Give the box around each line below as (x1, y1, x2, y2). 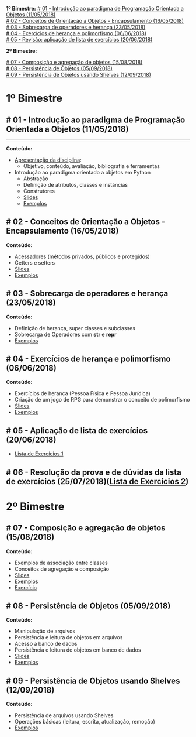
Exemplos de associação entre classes (14, 559, 108, 566)
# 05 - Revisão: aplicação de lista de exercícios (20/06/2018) (6, 36, 153, 43)
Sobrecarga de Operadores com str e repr (14, 331, 117, 338)
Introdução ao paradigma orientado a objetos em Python (14, 169, 150, 176)
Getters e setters (14, 259, 55, 266)
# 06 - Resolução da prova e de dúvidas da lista (6, 467, 182, 477)
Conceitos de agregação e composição (14, 565, 110, 573)
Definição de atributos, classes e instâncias (23, 181, 128, 188)
